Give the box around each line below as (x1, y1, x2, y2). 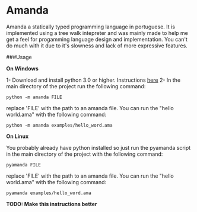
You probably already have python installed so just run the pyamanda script (6, 144, 191, 151)
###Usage (6, 53, 33, 60)
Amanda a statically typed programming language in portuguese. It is (6, 23, 175, 30)
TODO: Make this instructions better (6, 200, 97, 207)
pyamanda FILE (6, 162, 42, 168)
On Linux (6, 133, 29, 140)
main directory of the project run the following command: (6, 82, 146, 89)
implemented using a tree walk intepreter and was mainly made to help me (6, 29, 188, 36)
